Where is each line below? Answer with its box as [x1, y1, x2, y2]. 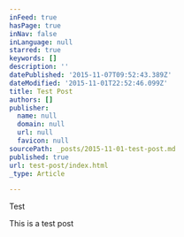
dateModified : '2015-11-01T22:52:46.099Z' [9, 79, 168, 88]
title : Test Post [9, 87, 73, 96]
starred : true [9, 46, 62, 55]
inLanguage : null [9, 37, 73, 47]
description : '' [9, 63, 69, 72]
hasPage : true [9, 21, 62, 30]
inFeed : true [9, 12, 57, 22]
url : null [17, 128, 53, 137]
